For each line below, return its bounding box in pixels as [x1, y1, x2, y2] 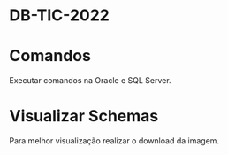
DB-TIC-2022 [9, 5, 110, 26]
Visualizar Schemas [9, 106, 159, 127]
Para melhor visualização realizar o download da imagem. [9, 136, 219, 146]
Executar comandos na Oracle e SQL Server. [9, 75, 171, 86]
